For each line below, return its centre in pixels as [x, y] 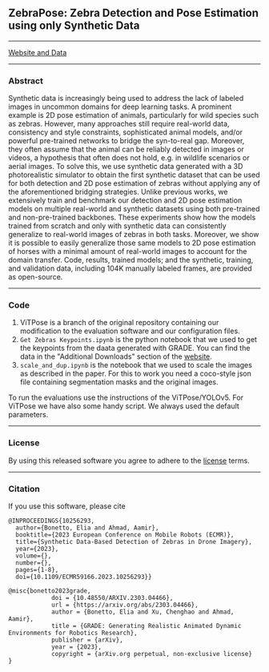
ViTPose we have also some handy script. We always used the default [124, 406]
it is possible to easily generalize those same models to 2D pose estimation [132, 243]
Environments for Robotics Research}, [73, 633]
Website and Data [38, 52]
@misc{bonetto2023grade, [50, 591]
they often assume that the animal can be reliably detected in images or [126, 149]
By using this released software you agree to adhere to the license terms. [129, 461]
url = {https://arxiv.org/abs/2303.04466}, [124, 605]
